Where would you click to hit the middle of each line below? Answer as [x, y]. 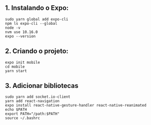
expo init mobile [23, 62]
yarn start [16, 71]
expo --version [20, 36]
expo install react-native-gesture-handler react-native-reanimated [76, 106]
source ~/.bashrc [23, 118]
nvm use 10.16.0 [21, 32]
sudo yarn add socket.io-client [38, 97]
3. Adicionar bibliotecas [42, 86]
